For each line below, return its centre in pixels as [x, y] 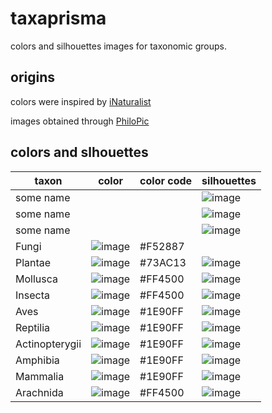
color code [166, 180]
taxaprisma [58, 18]
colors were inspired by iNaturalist [81, 101]
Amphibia [37, 360]
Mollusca [36, 279]
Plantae [33, 262]
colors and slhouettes [79, 152]
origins [33, 77]
